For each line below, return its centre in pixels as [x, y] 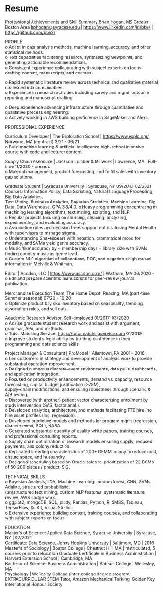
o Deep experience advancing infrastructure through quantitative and [74, 107]
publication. [17, 283]
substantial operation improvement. [40, 364]
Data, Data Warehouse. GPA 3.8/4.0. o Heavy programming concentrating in [81, 207]
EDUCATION [17, 527]
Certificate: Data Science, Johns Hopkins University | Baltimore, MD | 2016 [80, 543]
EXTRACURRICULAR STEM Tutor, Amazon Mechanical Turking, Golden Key [80, 579]
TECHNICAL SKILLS [25, 476]
